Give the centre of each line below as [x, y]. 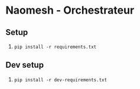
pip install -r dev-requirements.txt [61, 80]
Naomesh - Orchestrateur [70, 10]
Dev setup [25, 65]
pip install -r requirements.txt [55, 47]
